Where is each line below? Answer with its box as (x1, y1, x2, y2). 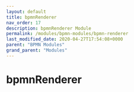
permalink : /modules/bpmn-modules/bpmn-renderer (6, 31, 129, 37)
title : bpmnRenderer (6, 14, 58, 20)
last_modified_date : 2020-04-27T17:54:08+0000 (6, 36, 123, 42)
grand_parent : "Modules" (6, 47, 68, 53)
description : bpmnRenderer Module (6, 25, 92, 31)
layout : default (6, 8, 46, 15)
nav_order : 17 (6, 20, 42, 26)
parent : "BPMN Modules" (6, 42, 65, 48)
